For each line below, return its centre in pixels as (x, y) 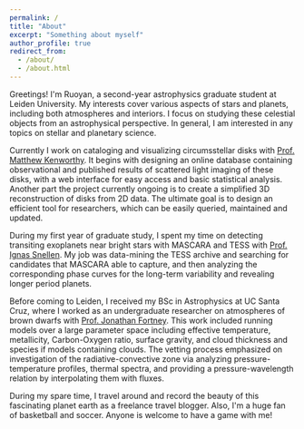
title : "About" (38, 26)
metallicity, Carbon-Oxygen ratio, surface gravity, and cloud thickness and (149, 339)
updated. (26, 218)
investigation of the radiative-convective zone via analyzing (121, 358)
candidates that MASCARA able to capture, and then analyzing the (133, 264)
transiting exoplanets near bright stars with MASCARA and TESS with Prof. (148, 245)
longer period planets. (51, 283)
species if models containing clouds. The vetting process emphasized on (146, 349)
